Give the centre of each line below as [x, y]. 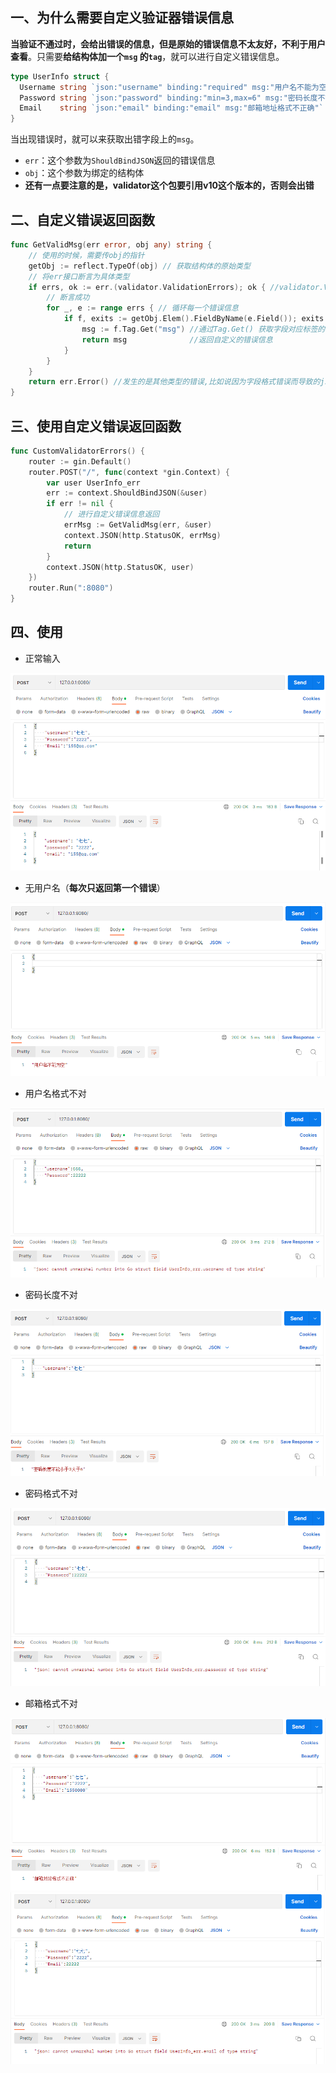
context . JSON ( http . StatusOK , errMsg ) [142, 535]
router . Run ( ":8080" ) [71, 588]
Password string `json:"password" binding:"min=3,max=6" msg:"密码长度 [168, 98]
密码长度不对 [51, 1295]
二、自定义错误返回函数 [82, 219]
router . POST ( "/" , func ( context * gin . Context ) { [129, 472]
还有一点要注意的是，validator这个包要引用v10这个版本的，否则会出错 [169, 185]
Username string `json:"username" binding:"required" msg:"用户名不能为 [169, 87]
